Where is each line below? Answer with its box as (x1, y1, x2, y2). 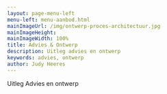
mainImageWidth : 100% (7, 35, 69, 42)
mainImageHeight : (7, 29, 57, 36)
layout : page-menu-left (7, 10, 75, 17)
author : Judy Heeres (7, 61, 66, 67)
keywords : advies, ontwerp (7, 54, 84, 61)
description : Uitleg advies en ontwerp (7, 48, 121, 55)
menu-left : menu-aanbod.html (7, 16, 90, 23)
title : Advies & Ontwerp (7, 42, 78, 48)
